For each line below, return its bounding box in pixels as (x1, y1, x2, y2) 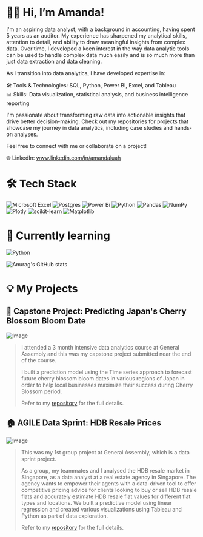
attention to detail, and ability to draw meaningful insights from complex (6, 38, 186, 46)
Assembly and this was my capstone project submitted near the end (21, 350, 191, 357)
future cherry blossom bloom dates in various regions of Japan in (21, 374, 185, 382)
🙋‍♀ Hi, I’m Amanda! (6, 5, 105, 19)
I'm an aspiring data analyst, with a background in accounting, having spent (6, 25, 195, 33)
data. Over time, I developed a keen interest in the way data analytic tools (6, 45, 190, 52)
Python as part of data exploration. (21, 512, 108, 519)
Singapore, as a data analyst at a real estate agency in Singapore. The (21, 473, 196, 481)
